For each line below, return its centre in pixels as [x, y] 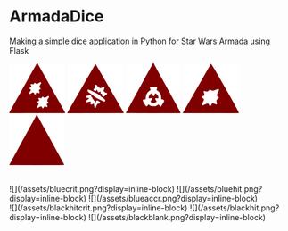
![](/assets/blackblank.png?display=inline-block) [177, 217]
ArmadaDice [57, 16]
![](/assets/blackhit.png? [235, 208]
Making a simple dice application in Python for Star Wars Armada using [140, 41]
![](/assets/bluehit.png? [220, 188]
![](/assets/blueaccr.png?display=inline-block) [173, 198]
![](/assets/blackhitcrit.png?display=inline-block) [99, 208]
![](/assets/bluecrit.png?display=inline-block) [92, 188]
